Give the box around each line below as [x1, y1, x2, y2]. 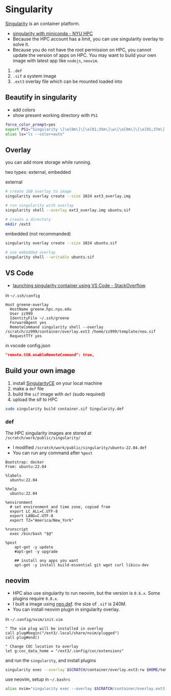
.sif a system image [12, 73, 56, 79]
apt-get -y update [14, 544, 53, 550]
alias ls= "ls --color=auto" [5, 131, 65, 136]
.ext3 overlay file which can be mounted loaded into [12, 78, 123, 84]
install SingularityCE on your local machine [12, 380, 103, 386]
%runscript [5, 526, 28, 532]
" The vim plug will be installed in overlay [5, 626, 103, 631]
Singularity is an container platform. [5, 20, 80, 27]
